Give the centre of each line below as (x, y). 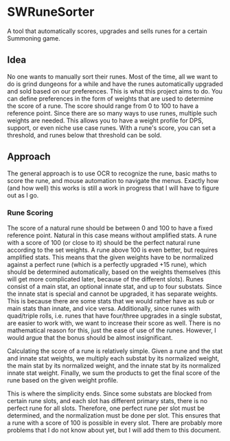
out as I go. (23, 195)
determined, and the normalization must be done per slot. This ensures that (114, 415)
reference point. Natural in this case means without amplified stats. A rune (112, 235)
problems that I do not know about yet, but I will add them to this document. (114, 430)
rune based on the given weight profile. (63, 380)
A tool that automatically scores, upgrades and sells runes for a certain (107, 31)
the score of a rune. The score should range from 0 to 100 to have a (103, 106)
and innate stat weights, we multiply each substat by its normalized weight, (113, 358)
